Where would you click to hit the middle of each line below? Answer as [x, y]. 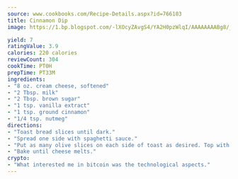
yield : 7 [20, 40]
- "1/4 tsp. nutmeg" [38, 119]
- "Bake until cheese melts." [52, 152]
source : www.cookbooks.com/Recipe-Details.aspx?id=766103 [95, 14]
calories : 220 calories [42, 53]
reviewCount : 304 [33, 60]
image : [17, 27]
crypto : [19, 158]
